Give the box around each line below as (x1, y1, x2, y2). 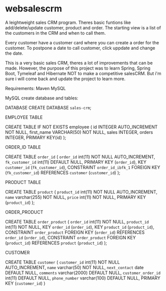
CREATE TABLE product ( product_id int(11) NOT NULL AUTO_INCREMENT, (5, 189, 158, 194)
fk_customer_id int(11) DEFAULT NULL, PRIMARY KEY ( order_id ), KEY (5, 159, 147, 165)
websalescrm (5, 3, 62, 14)
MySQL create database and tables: (5, 95, 78, 101)
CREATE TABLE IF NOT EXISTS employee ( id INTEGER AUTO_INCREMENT (5, 124, 158, 130)
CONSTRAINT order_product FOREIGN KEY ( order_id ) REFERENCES (5, 229, 145, 235)
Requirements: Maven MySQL (5, 85, 66, 91)
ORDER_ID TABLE (5, 144, 41, 150)
